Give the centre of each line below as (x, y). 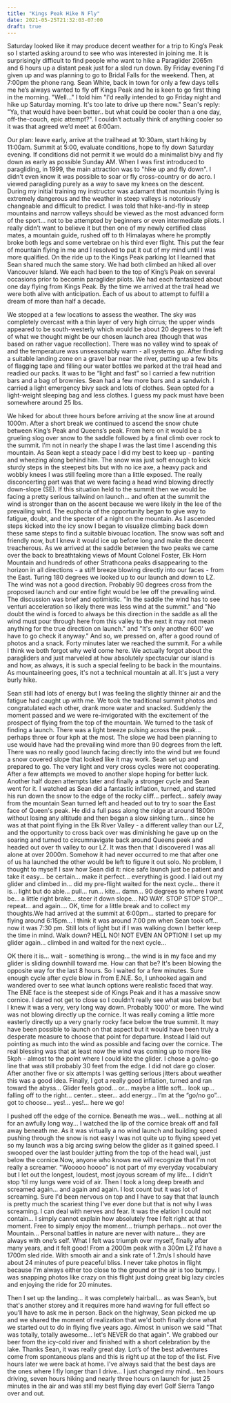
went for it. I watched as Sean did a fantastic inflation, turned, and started (111, 789)
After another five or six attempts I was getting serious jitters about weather (114, 1073)
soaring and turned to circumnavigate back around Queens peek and (105, 840)
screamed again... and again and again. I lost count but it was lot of (102, 1189)
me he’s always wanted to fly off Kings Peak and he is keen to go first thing (114, 90)
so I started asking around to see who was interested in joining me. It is (108, 53)
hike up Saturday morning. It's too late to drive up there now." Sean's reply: (114, 105)
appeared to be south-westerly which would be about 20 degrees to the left (115, 329)
